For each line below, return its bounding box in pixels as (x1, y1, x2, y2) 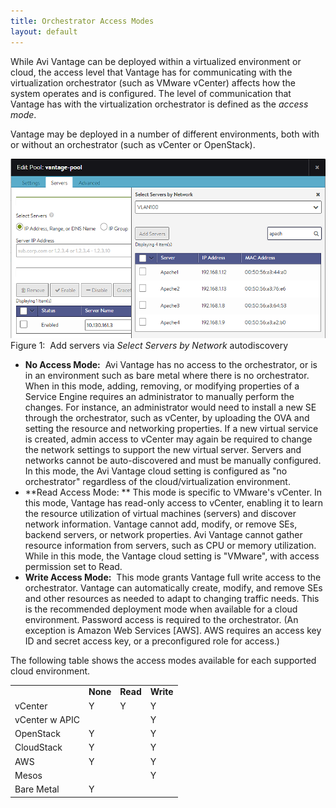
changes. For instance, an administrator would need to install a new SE (24, 401, 317, 413)
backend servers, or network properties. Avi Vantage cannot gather (24, 528, 303, 540)
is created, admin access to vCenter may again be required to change (24, 433, 313, 445)
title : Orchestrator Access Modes (10, 16, 155, 26)
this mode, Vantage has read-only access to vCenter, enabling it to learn (24, 496, 324, 509)
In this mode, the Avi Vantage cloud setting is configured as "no (24, 465, 288, 477)
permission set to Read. (24, 560, 123, 572)
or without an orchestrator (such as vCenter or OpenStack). (10, 138, 256, 150)
